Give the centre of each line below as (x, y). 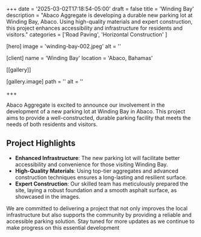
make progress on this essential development (63, 227)
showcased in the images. (48, 196)
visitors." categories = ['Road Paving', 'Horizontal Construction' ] (87, 35)
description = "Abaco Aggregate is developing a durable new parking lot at (99, 15)
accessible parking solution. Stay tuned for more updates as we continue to (100, 221)
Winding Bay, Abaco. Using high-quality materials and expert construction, (99, 22)
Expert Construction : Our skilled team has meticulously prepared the (102, 184)
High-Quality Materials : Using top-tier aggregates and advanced (97, 171)
